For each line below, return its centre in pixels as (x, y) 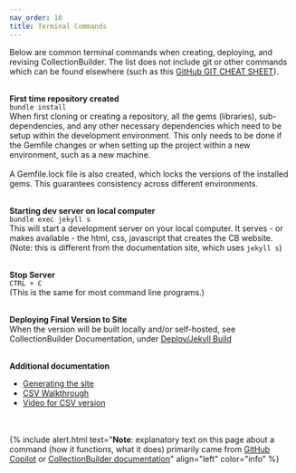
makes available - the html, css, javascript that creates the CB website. (141, 237)
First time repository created (64, 98)
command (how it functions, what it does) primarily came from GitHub (140, 449)
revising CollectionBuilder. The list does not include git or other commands (148, 62)
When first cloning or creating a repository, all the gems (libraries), (134, 116)
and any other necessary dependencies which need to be (174, 125)
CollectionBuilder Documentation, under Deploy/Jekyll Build (121, 338)
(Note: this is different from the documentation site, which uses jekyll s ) (146, 247)
